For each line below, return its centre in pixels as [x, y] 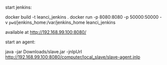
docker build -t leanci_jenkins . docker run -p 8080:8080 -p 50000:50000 [82, 17]
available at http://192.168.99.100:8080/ [46, 32]
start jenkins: [19, 7]
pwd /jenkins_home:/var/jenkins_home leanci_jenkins [62, 22]
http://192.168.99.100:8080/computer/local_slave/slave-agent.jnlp [73, 57]
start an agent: [20, 42]
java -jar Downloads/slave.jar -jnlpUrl [44, 52]
